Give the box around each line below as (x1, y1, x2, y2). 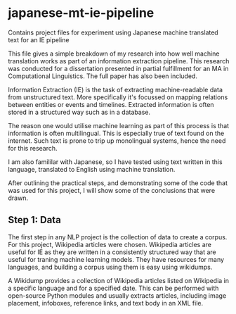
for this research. (8, 144, 58, 152)
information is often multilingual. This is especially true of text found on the (8, 129, 225, 137)
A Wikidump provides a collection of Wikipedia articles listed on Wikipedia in (8, 276, 230, 284)
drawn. (8, 194, 29, 202)
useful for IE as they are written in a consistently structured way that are (8, 248, 216, 256)
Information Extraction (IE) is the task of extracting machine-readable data (8, 85, 223, 94)
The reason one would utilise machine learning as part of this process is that (8, 121, 230, 130)
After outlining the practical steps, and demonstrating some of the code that (8, 178, 228, 187)
